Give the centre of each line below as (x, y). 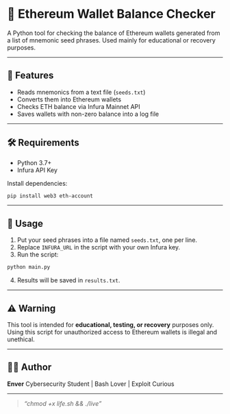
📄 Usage (25, 223)
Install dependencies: (37, 183)
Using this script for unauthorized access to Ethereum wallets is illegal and (112, 332)
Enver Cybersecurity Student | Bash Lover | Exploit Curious (91, 384)
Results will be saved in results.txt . (68, 280)
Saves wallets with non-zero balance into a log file (88, 114)
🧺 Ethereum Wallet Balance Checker (111, 14)
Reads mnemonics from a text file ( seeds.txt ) (81, 92)
